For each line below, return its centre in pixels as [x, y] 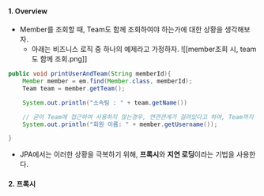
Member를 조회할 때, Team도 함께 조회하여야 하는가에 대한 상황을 [121, 30]
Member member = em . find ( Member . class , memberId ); [107, 81]
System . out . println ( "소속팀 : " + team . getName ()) [105, 102]
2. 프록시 [22, 183]
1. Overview [28, 11]
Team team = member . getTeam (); [74, 88]
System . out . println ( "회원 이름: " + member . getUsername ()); [120, 124]
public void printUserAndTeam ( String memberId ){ [90, 74]
